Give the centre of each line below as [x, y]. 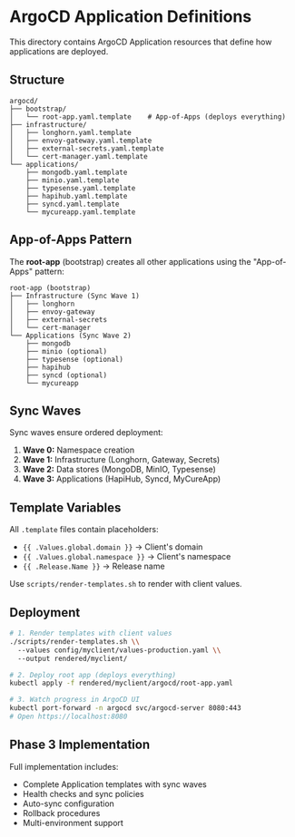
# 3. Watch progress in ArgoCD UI [75, 700]
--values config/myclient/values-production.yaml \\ [119, 650]
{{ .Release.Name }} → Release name [93, 566]
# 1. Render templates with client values [91, 633]
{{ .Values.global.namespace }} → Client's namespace [127, 557]
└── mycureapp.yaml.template [81, 212]
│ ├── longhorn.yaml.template [70, 132]
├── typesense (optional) [75, 359]
